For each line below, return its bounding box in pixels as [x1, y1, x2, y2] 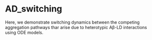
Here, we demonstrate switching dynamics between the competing [5, 19, 140, 25]
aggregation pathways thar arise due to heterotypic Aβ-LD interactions [5, 24, 147, 30]
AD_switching [5, 3, 62, 14]
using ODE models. [5, 29, 44, 35]
